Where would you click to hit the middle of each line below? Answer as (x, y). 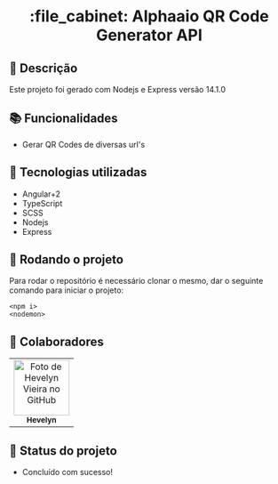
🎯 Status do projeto (63, 451)
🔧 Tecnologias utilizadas (78, 172)
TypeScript (42, 203)
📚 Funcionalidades (64, 119)
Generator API (149, 35)
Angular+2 (41, 194)
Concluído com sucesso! (68, 472)
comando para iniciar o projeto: (67, 290)
